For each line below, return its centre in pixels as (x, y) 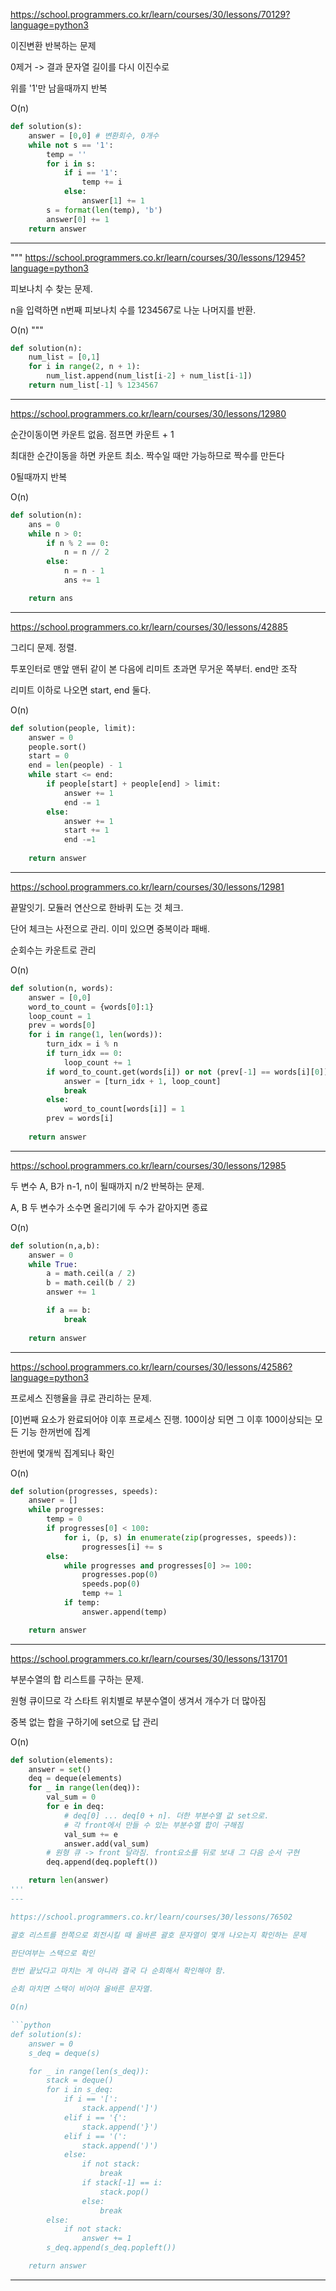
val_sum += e (90, 1834)
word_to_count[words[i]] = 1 (124, 1109)
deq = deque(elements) (75, 1779)
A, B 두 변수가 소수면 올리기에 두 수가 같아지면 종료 (109, 1207)
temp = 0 (64, 1519)
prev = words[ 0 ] (62, 1025)
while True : (53, 1264)
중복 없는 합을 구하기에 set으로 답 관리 (84, 1721)
